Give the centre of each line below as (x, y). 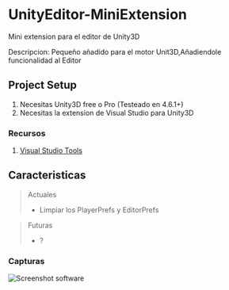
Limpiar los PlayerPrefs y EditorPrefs (99, 210)
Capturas (27, 261)
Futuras (40, 225)
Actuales (42, 194)
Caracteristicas (47, 176)
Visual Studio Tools (51, 151)
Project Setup (43, 85)
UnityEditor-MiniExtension (98, 15)
